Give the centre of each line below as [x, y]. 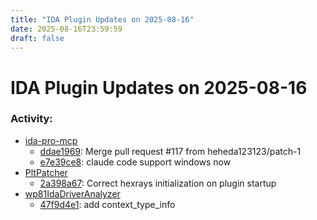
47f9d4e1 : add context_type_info [107, 204]
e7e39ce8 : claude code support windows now [135, 162]
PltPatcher [46, 172]
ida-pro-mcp [51, 140]
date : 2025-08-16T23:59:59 [66, 29]
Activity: [31, 119]
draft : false [37, 38]
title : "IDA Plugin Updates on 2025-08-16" [102, 19]
